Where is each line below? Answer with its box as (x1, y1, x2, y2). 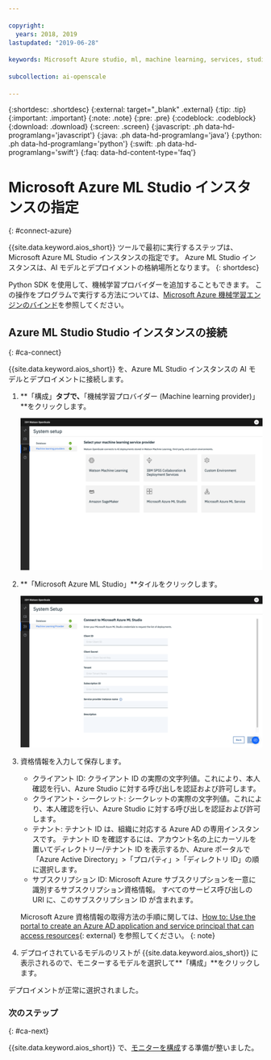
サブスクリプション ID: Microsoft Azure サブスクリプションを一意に (31, 874, 256, 884)
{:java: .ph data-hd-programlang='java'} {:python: (96, 130, 262, 140)
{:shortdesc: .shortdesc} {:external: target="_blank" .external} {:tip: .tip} (8, 104, 247, 114)
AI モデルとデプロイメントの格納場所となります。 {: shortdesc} (50, 263, 260, 272)
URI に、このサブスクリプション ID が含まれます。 (31, 894, 198, 904)
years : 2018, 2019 (15, 30, 78, 38)
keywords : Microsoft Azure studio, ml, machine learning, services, (8, 56, 244, 64)
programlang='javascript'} (8, 130, 95, 140)
